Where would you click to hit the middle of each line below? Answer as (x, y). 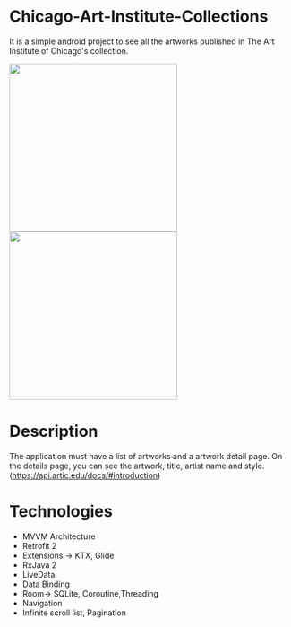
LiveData (39, 574)
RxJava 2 (39, 565)
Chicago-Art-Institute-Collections (139, 17)
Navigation (42, 603)
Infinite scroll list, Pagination (74, 613)
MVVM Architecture (59, 536)
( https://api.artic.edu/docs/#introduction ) (85, 475)
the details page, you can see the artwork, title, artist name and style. (137, 466)
